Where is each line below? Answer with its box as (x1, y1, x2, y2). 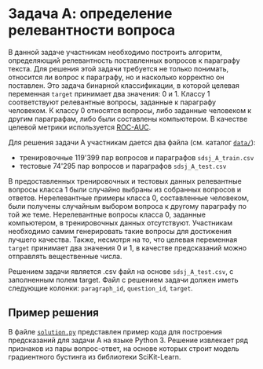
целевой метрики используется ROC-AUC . (8, 122, 152, 132)
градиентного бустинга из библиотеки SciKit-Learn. (8, 352, 181, 361)
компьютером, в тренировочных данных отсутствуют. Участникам (8, 217, 233, 228)
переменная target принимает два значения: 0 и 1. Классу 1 (8, 89, 210, 98)
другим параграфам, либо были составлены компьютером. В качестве (8, 114, 248, 123)
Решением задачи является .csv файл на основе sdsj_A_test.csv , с (8, 266, 234, 276)
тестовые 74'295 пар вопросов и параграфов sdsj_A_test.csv (19, 161, 227, 170)
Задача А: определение (8, 5, 173, 23)
